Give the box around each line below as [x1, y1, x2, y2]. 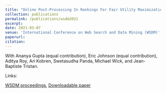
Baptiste [5, 63, 22, 69]
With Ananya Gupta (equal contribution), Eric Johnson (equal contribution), [5, 53, 158, 59]
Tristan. [23, 63, 39, 69]
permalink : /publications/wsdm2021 [5, 16, 79, 21]
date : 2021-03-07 [5, 26, 41, 31]
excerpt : [5, 21, 23, 26]
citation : [5, 39, 26, 44]
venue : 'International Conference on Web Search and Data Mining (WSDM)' [5, 30, 161, 35]
